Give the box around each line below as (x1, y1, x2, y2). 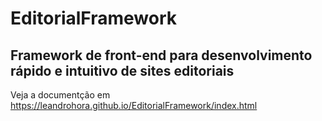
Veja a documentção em (10, 89, 111, 101)
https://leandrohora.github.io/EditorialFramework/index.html (10, 100, 258, 111)
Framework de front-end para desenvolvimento (10, 47, 313, 64)
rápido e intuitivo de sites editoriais (10, 62, 235, 79)
